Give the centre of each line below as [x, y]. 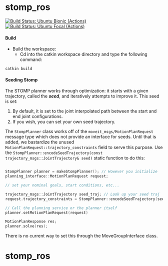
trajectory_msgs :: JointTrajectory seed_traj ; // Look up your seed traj [82, 194]
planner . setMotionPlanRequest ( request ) [47, 212]
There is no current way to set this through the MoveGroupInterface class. [81, 236]
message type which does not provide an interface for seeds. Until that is [81, 137]
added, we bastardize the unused [40, 142]
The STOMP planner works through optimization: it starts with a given [77, 91]
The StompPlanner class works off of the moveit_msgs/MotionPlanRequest [79, 131]
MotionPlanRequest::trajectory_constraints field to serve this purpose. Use [84, 147]
